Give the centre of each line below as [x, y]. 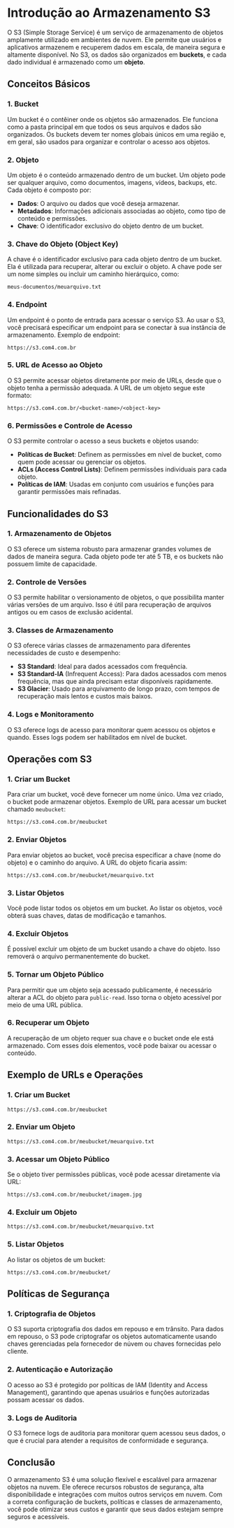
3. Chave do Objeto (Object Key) [63, 244]
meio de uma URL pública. [45, 1005]
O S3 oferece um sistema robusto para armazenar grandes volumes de [109, 549]
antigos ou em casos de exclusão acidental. [70, 612]
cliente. [18, 1351]
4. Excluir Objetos [38, 933]
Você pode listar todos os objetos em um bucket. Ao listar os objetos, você [115, 908]
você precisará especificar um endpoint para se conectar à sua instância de [117, 327]
